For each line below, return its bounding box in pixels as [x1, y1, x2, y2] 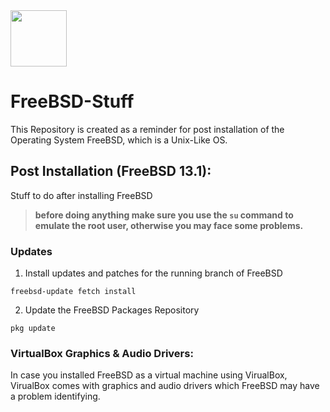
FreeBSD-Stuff [10, 90, 135, 113]
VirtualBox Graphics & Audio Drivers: [10, 346, 194, 360]
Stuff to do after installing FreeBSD [10, 189, 153, 201]
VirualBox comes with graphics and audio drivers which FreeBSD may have [10, 380, 320, 392]
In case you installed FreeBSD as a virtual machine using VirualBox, [10, 369, 288, 381]
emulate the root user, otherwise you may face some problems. [34, 219, 304, 231]
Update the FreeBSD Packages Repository [24, 304, 200, 316]
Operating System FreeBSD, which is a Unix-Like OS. [10, 134, 228, 146]
